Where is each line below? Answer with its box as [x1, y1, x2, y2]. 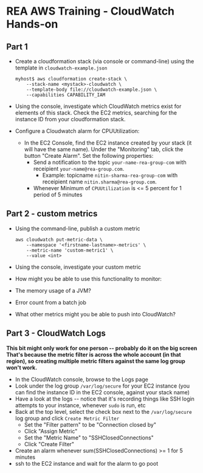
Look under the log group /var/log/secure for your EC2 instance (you [15, 382, 190, 389]
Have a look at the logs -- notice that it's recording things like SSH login [15, 395, 194, 402]
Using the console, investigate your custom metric [15, 263, 142, 271]
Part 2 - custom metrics [6, 208, 98, 219]
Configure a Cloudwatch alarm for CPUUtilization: [15, 127, 140, 135]
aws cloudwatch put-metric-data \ [15, 237, 103, 243]
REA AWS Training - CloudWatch [6, 4, 175, 18]
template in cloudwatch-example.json [15, 64, 108, 71]
